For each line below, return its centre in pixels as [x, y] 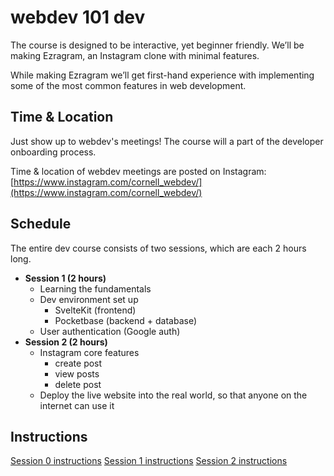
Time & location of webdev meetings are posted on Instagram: [138, 171]
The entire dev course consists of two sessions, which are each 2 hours [158, 248]
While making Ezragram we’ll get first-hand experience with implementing [162, 75]
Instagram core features [89, 352]
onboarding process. [53, 152]
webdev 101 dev [78, 17]
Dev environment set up [89, 299]
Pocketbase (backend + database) [126, 320]
